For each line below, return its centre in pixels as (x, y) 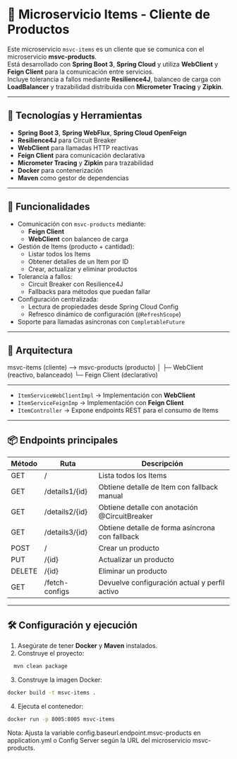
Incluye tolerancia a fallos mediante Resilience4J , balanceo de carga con (114, 79)
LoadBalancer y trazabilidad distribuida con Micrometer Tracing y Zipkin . (115, 86)
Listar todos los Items (59, 253)
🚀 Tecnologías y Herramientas (75, 116)
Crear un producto (129, 548)
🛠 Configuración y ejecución (72, 625)
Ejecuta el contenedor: (50, 706)
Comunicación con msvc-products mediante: (81, 224)
